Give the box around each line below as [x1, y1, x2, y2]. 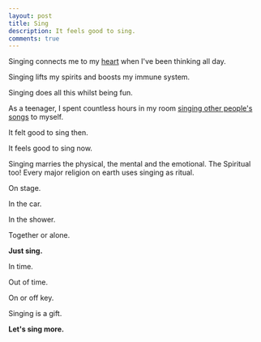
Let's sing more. [8, 324, 65, 334]
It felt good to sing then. [8, 128, 89, 137]
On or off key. [8, 293, 54, 303]
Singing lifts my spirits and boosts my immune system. [8, 72, 190, 82]
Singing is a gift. [8, 309, 62, 319]
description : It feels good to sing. [8, 27, 136, 35]
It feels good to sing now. [8, 143, 93, 154]
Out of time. [8, 277, 49, 287]
